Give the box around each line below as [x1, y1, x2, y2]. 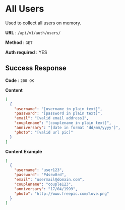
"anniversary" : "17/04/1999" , [14, 186, 78, 191]
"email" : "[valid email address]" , [14, 116, 89, 121]
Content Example [5, 148, 42, 154]
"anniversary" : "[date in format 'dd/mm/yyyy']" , [14, 125, 121, 130]
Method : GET [5, 39, 33, 46]
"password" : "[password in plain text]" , [14, 111, 102, 116]
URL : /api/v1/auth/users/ [5, 29, 61, 35]
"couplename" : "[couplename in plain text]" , [14, 120, 112, 125]
